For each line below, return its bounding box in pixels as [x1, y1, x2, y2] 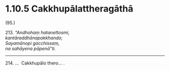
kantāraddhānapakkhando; [5, 35, 63, 41]
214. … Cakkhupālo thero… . [5, 60, 65, 66]
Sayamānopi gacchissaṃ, [5, 40, 60, 46]
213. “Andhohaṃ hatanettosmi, [5, 29, 70, 35]
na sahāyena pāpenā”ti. [5, 45, 56, 51]
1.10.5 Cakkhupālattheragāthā [5, 3, 134, 15]
